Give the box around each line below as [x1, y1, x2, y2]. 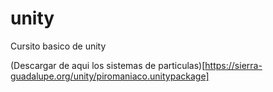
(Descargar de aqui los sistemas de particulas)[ [10, 59, 206, 71]
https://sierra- [204, 59, 263, 71]
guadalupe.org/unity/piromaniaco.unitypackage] [10, 70, 210, 82]
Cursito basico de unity [10, 40, 107, 52]
